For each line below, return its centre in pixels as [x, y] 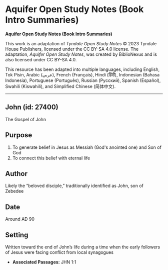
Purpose [19, 135]
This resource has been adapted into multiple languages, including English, [82, 69]
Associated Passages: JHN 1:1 [44, 262]
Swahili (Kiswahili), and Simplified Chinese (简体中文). [60, 86]
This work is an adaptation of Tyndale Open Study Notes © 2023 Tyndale [81, 43]
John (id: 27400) [32, 107]
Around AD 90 [20, 219]
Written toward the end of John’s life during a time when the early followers [83, 247]
